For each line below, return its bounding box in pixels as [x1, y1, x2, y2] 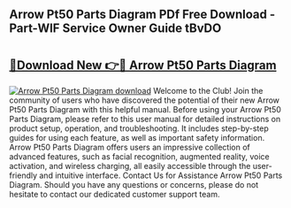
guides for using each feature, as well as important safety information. [9, 133, 265, 143]
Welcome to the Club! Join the [153, 86, 264, 96]
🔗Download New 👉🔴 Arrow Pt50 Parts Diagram [9, 58, 277, 73]
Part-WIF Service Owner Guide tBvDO [9, 21, 222, 36]
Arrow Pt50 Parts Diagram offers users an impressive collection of [9, 142, 250, 152]
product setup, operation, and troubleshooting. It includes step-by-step [9, 123, 270, 134]
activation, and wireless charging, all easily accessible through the [9, 161, 251, 171]
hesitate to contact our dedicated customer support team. [9, 189, 220, 199]
